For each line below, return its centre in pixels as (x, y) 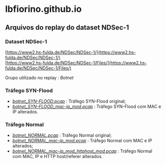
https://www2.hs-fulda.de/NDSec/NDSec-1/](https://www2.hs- (71, 52)
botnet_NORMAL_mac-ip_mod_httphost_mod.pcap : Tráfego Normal (82, 151)
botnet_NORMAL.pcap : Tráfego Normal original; (62, 135)
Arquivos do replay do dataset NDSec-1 (67, 27)
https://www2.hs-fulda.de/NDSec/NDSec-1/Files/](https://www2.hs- (77, 62)
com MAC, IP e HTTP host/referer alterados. (57, 157)
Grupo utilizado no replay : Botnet (39, 77)
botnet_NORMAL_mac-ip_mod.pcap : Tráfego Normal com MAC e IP (82, 141)
